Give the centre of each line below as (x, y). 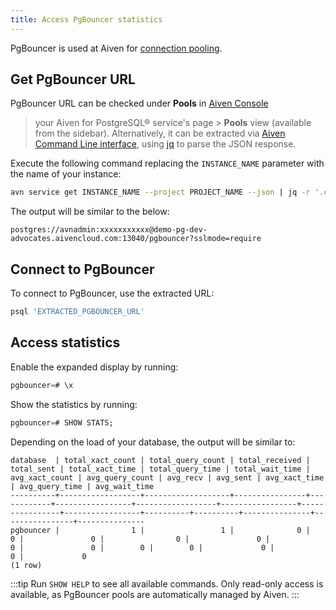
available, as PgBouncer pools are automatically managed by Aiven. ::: (155, 594)
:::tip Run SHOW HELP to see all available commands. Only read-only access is (167, 583)
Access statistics (65, 342)
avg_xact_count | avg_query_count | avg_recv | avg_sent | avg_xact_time (167, 477)
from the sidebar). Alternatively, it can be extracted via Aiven (160, 133)
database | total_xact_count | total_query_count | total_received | (160, 460)
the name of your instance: (66, 174)
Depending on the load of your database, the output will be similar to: (153, 442)
